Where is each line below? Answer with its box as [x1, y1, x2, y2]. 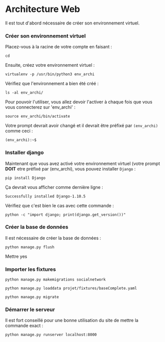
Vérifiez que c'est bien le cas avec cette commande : [5, 202, 114, 208]
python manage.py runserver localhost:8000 [5, 333, 97, 338]
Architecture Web [5, 3, 80, 15]
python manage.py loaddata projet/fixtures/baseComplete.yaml [5, 286, 137, 291]
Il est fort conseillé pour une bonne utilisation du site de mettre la [5, 318, 139, 324]
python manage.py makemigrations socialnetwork [5, 277, 106, 282]
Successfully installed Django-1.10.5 [5, 193, 86, 199]
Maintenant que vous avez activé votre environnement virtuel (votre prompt [5, 161, 161, 167]
